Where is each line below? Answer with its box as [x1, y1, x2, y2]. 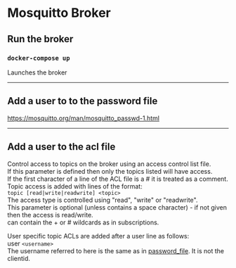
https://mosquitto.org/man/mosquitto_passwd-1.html [7, 114, 160, 122]
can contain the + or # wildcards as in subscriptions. [7, 218, 159, 226]
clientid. [7, 254, 30, 262]
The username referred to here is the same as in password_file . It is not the [7, 246, 225, 255]
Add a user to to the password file [7, 95, 158, 107]
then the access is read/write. [7, 210, 93, 219]
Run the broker [7, 33, 74, 45]
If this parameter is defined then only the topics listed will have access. [7, 167, 213, 175]
